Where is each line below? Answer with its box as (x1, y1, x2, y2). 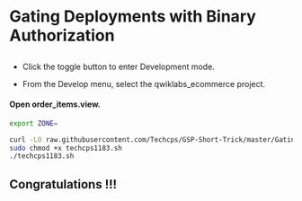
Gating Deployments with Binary (9, 6, 256, 27)
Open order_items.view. (9, 99, 101, 109)
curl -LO (9, 135, 42, 144)
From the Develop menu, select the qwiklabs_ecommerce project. (22, 78, 266, 89)
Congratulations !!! (9, 177, 118, 192)
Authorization (9, 25, 115, 46)
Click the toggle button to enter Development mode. (22, 61, 216, 72)
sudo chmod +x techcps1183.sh (9, 144, 123, 153)
